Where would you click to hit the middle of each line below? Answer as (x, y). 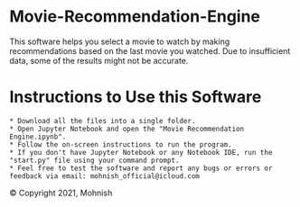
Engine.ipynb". (38, 137)
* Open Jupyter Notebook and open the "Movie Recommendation (127, 129)
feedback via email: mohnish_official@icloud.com (105, 176)
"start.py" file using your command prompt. (94, 160)
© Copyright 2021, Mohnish (61, 193)
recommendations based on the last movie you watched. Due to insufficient (150, 50)
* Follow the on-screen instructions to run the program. (121, 144)
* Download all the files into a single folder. (103, 121)
